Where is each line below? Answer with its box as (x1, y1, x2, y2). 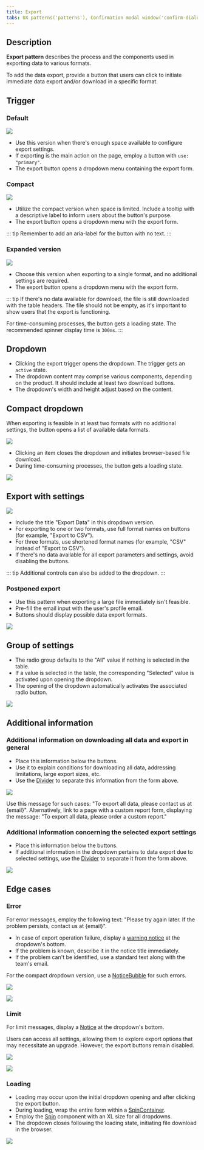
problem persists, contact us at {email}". (6, 922, 107, 929)
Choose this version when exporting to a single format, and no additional (15, 270, 197, 277)
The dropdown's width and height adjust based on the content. (15, 386, 173, 393)
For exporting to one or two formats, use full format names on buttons (15, 525, 190, 533)
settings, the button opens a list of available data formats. (6, 426, 151, 434)
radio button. (15, 688, 47, 696)
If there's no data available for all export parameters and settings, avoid (15, 551, 194, 558)
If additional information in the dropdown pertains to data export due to (15, 848, 193, 856)
